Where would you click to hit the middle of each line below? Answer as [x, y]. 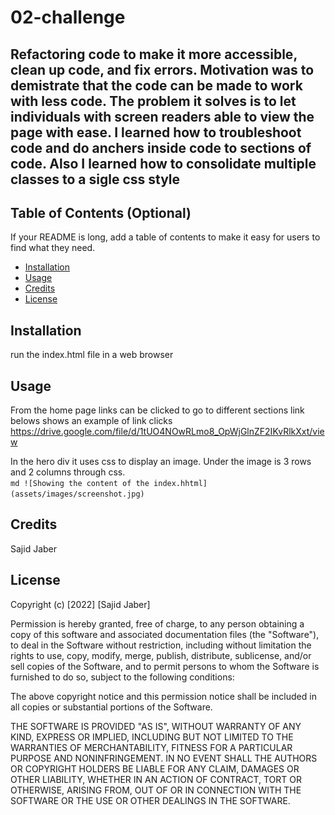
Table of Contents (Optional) [101, 212]
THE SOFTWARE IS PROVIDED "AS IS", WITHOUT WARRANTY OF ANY [156, 726]
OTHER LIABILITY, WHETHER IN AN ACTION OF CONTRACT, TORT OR [156, 779]
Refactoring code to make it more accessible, [154, 54]
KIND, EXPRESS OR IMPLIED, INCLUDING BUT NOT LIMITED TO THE [152, 737]
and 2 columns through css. [68, 472]
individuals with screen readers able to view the [162, 116]
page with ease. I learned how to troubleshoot [156, 132]
